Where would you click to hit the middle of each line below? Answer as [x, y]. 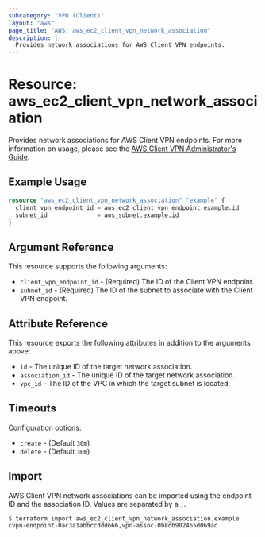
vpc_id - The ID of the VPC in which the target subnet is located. [125, 383]
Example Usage [48, 182]
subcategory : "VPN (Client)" [56, 15]
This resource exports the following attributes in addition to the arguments [130, 343]
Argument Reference [61, 247]
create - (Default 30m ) [55, 442]
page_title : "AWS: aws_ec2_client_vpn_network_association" [110, 30]
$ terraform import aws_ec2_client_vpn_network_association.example [124, 518]
